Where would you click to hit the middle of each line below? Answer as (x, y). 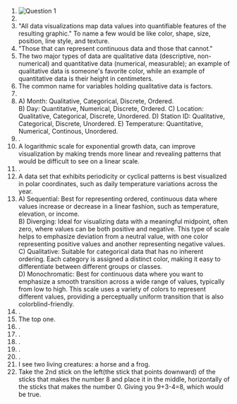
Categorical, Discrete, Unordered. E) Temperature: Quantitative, (110, 123)
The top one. (37, 319)
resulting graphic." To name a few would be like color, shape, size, (114, 33)
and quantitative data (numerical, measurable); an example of (140, 63)
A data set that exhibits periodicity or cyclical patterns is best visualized (122, 176)
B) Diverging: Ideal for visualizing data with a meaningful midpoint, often (123, 221)
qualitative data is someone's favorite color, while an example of (111, 71)
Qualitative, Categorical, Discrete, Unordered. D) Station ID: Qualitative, (121, 116)
